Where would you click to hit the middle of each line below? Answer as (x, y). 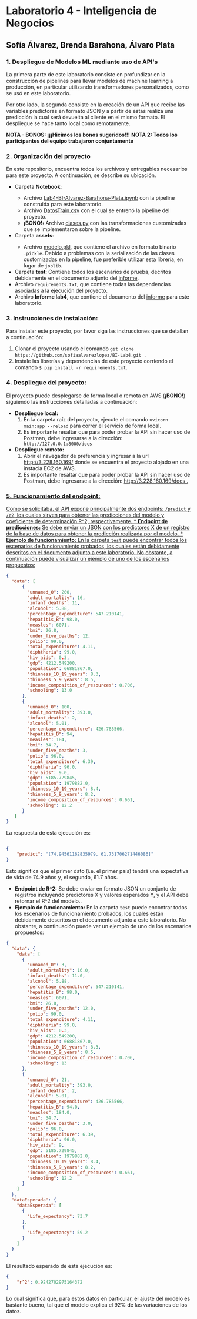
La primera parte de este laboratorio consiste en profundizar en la (86, 74)
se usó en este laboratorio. (39, 93)
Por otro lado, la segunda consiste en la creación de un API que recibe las (96, 105)
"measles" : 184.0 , (50, 1113)
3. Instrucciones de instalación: (52, 319)
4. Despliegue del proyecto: (46, 383)
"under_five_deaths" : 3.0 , (60, 1123)
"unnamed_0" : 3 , (47, 965)
